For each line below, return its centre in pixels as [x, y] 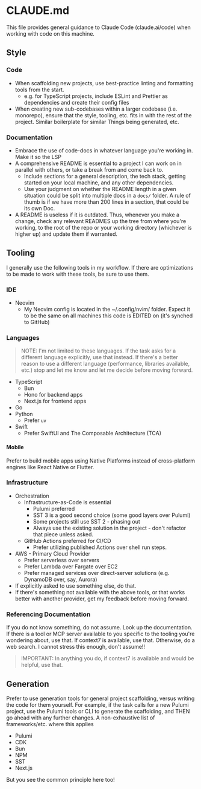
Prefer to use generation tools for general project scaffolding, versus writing [100, 698]
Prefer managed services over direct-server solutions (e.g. [97, 573]
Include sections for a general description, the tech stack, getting [105, 176]
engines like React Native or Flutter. [50, 467]
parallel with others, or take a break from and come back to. [89, 169]
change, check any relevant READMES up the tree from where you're [100, 221]
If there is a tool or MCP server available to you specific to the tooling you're [100, 634]
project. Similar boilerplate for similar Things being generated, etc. [97, 122]
